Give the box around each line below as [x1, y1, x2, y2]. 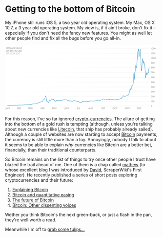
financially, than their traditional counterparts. [5, 147, 97, 152]
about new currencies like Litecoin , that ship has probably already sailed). [5, 126, 154, 132]
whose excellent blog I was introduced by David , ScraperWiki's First [5, 167, 142, 172]
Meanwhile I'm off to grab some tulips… [5, 226, 85, 232]
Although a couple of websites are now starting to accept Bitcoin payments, [5, 131, 158, 137]
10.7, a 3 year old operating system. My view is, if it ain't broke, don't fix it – [5, 24, 156, 30]
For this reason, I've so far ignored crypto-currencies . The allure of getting [5, 116, 155, 122]
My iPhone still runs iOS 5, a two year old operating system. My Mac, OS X [5, 20, 155, 25]
